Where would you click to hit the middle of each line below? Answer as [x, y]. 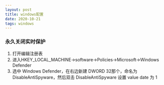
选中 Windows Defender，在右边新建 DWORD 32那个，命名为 [75, 71]
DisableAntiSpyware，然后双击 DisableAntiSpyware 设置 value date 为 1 [85, 77]
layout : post [18, 10]
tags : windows [20, 23]
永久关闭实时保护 [25, 42]
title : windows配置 [24, 14]
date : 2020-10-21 [23, 19]
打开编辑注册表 [27, 53]
